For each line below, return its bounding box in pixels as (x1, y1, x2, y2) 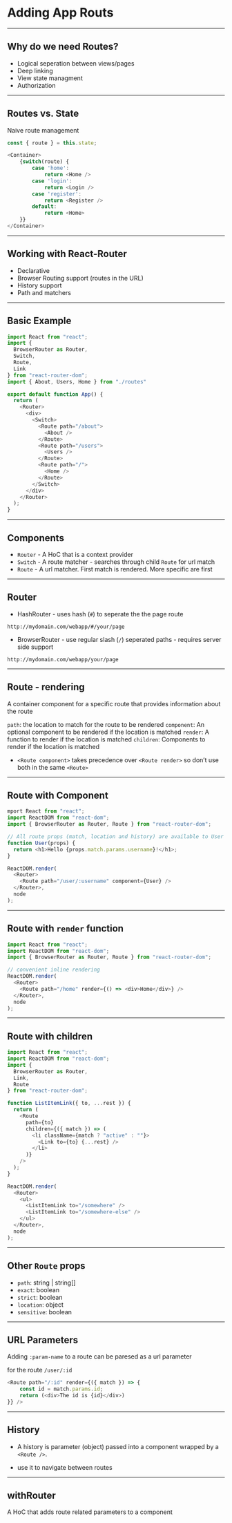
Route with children (7, 1030, 93, 1042)
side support (17, 643, 54, 651)
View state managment (17, 74, 83, 82)
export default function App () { (7, 390, 104, 398)
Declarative (17, 266, 50, 274)
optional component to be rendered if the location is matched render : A (7, 728, 209, 736)
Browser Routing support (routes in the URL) (17, 274, 144, 282)
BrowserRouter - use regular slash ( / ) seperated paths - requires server (17, 635, 222, 643)
